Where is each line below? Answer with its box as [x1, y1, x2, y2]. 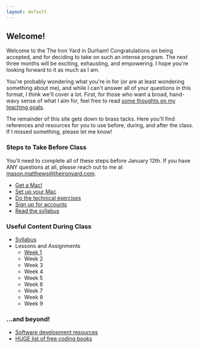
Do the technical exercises [14, 194, 81, 201]
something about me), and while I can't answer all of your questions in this [6, 84, 191, 92]
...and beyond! [6, 315, 50, 323]
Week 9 [24, 300, 43, 308]
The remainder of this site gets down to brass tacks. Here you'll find [6, 115, 175, 122]
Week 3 [24, 262, 43, 269]
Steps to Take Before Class [6, 143, 87, 151]
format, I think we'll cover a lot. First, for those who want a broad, [6, 91, 169, 98]
